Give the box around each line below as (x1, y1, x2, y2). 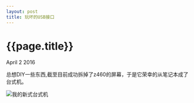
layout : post (6, 8, 38, 15)
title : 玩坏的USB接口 (6, 14, 55, 20)
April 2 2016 (6, 59, 35, 66)
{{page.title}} (6, 39, 73, 53)
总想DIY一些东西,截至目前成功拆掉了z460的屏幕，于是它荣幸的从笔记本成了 (6, 71, 189, 78)
